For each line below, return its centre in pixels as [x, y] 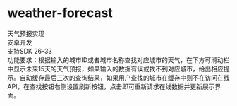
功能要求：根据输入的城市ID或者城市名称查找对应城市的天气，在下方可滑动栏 [119, 60]
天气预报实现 [26, 33]
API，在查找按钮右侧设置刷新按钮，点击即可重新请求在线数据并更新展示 [111, 86]
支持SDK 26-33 [30, 51]
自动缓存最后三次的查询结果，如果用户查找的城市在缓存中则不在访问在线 [124, 77]
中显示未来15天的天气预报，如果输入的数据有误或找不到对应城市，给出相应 [115, 69]
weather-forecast [60, 13]
